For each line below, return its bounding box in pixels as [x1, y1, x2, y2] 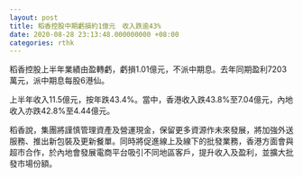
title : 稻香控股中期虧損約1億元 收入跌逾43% [9, 22, 162, 31]
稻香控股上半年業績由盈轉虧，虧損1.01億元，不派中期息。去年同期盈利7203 [9, 64, 287, 75]
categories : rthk [9, 38, 75, 48]
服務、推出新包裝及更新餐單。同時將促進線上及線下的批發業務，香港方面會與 [9, 136, 294, 146]
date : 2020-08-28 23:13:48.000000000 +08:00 [9, 30, 179, 39]
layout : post [9, 13, 59, 22]
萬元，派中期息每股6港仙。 [9, 75, 110, 86]
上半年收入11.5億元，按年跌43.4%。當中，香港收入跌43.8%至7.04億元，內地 [9, 94, 293, 105]
